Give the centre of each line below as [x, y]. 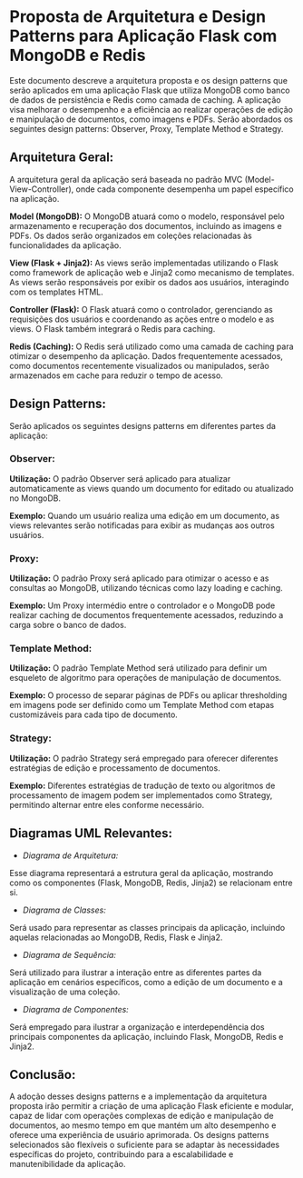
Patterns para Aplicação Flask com [143, 36]
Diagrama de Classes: [64, 910]
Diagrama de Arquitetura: [70, 855]
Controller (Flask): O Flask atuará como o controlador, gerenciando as [142, 309]
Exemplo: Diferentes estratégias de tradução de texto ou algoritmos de [142, 785]
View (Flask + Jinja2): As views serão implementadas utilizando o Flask [144, 263]
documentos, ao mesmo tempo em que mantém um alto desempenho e [143, 1125]
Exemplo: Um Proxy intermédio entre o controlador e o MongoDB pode [142, 605]
